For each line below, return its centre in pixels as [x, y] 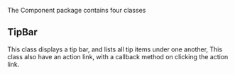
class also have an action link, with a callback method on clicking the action [118, 56]
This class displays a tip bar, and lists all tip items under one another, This [115, 49]
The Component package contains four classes [77, 10]
